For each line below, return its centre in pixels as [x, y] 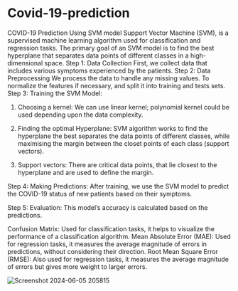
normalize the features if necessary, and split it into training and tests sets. [117, 85]
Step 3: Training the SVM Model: [55, 93]
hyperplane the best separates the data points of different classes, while [124, 136]
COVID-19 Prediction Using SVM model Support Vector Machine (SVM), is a [118, 33]
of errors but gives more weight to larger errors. [77, 266]
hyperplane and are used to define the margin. [86, 172]
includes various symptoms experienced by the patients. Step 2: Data [109, 70]
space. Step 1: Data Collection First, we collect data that [126, 63]
